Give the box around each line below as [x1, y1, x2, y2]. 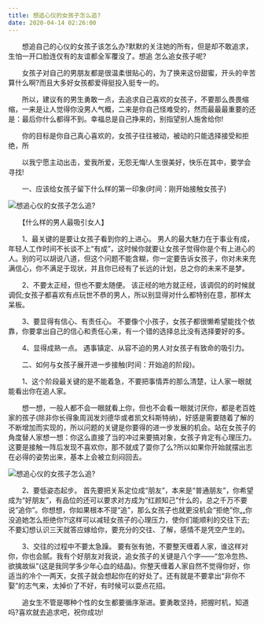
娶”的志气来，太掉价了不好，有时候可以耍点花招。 [8, 581, 170, 590]
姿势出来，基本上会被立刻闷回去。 [35, 452, 146, 461]
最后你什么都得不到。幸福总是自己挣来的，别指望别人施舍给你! [21, 114, 224, 123]
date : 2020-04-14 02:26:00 [8, 19, 97, 27]
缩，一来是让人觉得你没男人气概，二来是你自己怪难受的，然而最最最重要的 [8, 104, 249, 114]
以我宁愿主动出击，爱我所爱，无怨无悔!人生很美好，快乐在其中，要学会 [21, 157, 251, 167]
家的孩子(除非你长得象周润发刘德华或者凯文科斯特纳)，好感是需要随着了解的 [8, 413, 255, 422]
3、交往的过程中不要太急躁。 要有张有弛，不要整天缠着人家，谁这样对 [21, 541, 249, 551]
